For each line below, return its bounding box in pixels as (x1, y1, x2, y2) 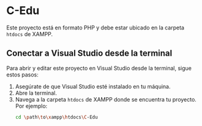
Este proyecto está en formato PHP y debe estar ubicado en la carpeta (6, 24, 185, 31)
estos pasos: (6, 71, 39, 78)
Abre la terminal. (15, 89, 57, 97)
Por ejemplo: (15, 102, 48, 109)
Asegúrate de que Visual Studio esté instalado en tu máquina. (15, 83, 171, 90)
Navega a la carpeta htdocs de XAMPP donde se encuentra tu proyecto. (15, 95, 197, 103)
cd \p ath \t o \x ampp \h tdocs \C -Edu (15, 114, 98, 120)
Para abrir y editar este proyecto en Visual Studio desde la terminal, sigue (6, 64, 192, 72)
